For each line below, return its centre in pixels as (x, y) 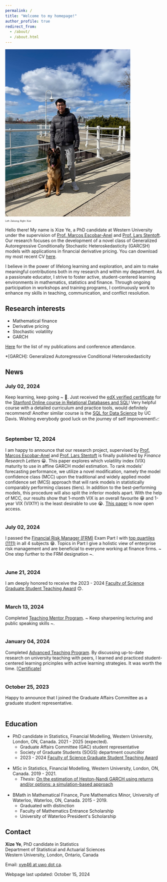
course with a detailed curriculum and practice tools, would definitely (76, 408)
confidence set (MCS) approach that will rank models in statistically (75, 482)
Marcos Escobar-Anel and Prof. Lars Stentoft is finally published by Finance (83, 455)
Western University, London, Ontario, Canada (52, 855)
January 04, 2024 (27, 642)
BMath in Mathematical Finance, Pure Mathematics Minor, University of (85, 795)
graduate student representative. (39, 703)
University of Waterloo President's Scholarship (68, 816)
